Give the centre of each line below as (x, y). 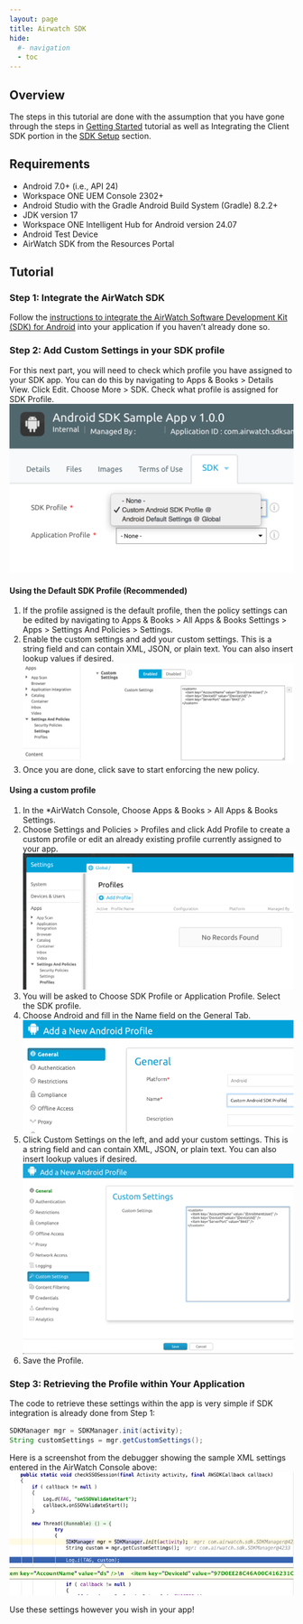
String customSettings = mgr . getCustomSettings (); (106, 1440)
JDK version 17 (50, 215)
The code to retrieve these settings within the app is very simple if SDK (141, 1403)
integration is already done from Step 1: (83, 1413)
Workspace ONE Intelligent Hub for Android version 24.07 (129, 224)
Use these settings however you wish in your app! (102, 1610)
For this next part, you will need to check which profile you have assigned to (151, 370)
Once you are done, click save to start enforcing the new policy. (141, 769)
